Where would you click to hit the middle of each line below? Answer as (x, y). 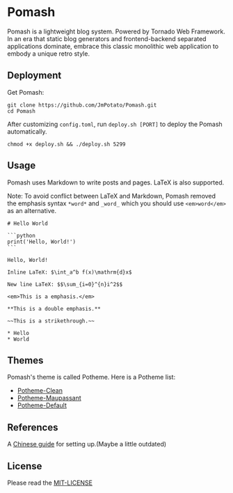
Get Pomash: (26, 92)
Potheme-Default (42, 405)
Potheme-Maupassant (49, 398)
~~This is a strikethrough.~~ (51, 321)
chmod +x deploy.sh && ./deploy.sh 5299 (67, 144)
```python (22, 235)
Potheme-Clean (40, 391)
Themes (25, 360)
